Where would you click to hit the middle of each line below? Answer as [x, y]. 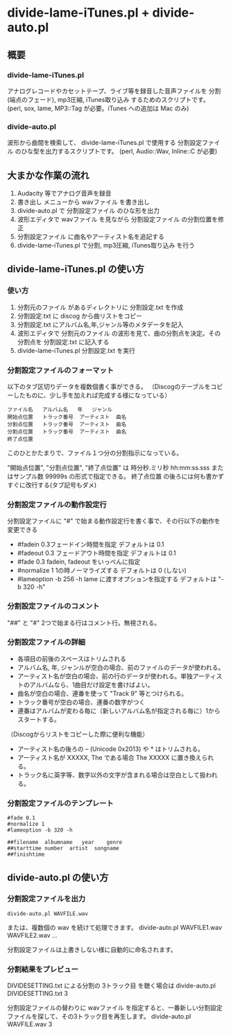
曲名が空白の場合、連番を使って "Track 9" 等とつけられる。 [102, 693]
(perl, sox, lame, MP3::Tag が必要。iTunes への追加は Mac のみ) [98, 108]
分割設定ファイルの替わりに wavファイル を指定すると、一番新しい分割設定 [115, 1008]
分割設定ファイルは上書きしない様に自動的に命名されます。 [92, 949]
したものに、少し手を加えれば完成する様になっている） [92, 395]
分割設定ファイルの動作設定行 [57, 504]
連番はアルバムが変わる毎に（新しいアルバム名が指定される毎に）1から [119, 710]
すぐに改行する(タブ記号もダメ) [52, 485]
